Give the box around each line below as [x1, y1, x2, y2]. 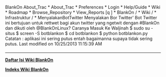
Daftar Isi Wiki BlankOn [5, 57, 53, 63]
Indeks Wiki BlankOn [5, 66, 49, 72]
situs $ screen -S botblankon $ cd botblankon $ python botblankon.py [5, 31, 148, 36]
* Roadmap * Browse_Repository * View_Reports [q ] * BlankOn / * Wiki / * [5, 9, 157, 15]
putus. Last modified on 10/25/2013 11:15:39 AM [5, 41, 102, 46]
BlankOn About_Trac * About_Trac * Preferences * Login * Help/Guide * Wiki [5, 4, 161, 10]
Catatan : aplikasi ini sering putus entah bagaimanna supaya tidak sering [5, 36, 153, 41]
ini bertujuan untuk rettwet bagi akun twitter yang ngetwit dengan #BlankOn [5, 20, 160, 26]
